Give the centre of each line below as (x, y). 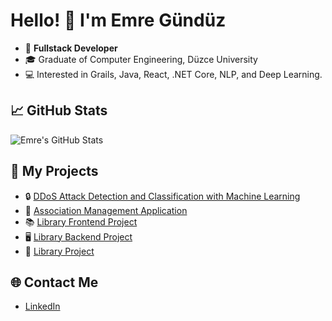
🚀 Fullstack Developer (71, 48)
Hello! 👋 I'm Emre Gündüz (118, 20)
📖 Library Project (59, 251)
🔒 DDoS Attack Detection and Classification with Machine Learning (162, 196)
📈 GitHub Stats (59, 110)
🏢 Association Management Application (106, 210)
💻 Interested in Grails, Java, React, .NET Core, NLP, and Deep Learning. (173, 74)
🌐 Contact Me (54, 282)
